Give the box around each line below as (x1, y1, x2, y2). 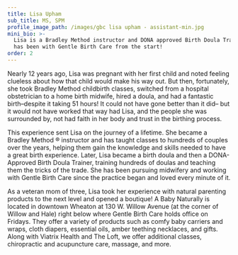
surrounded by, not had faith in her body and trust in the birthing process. (7, 114, 222, 123)
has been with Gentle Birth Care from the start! (13, 43, 163, 50)
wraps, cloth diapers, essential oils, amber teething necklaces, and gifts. (7, 225, 218, 233)
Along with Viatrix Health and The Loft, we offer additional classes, (7, 232, 202, 241)
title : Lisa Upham (7, 10, 62, 18)
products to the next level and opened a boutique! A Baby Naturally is (7, 194, 210, 203)
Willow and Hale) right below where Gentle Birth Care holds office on (7, 210, 209, 218)
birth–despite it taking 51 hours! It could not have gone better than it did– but (7, 99, 230, 108)
